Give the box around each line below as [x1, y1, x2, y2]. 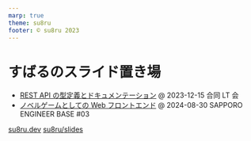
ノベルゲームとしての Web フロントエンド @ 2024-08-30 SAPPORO [19, 101, 243, 110]
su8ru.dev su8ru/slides [8, 124, 83, 135]
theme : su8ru [8, 19, 51, 27]
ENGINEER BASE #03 [19, 109, 89, 119]
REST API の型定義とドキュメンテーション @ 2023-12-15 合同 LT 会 [19, 90, 239, 100]
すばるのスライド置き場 [8, 63, 162, 81]
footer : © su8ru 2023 [8, 26, 80, 34]
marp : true [8, 11, 44, 20]
